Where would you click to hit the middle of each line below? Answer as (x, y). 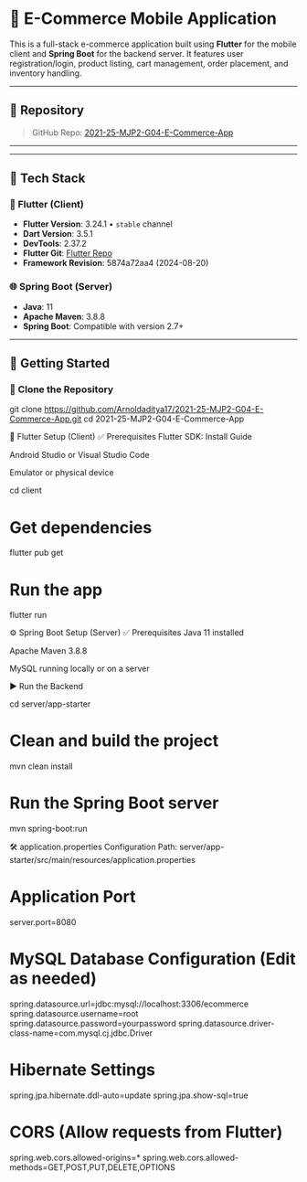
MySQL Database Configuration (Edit (153, 959)
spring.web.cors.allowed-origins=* (75, 1157)
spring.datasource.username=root (74, 1014)
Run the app (56, 590)
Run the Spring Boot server (114, 803)
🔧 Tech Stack (48, 179)
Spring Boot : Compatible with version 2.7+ (103, 326)
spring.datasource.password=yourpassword (93, 1024)
